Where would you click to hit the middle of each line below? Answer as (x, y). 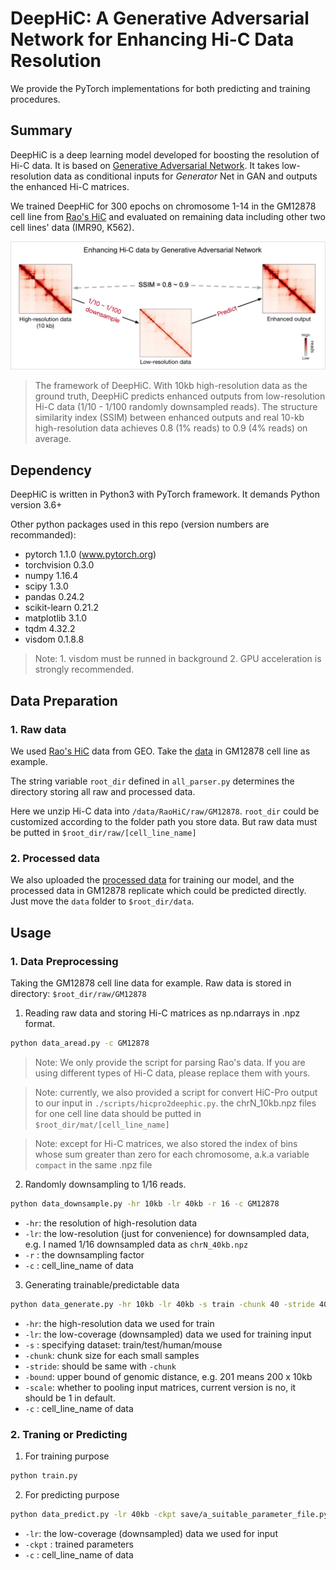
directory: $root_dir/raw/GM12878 (78, 993)
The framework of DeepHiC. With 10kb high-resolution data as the (171, 386)
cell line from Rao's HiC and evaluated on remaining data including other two (168, 216)
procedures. (35, 99)
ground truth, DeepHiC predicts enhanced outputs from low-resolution (180, 396)
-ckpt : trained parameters (79, 1544)
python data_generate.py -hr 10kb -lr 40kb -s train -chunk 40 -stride (162, 1304)
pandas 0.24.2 (54, 597)
